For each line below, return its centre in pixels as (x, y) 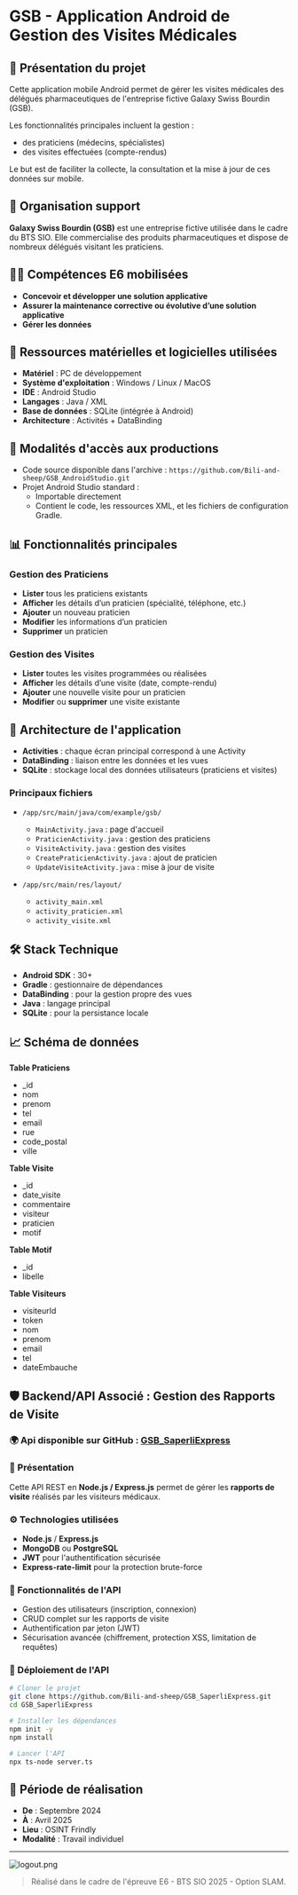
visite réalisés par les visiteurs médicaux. (85, 1496)
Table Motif (31, 1250)
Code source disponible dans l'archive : (94, 470)
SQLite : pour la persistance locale (85, 1013)
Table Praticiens (40, 1068)
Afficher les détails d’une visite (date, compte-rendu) (119, 683)
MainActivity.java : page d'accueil (99, 829)
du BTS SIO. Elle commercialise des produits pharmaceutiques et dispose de (149, 237)
